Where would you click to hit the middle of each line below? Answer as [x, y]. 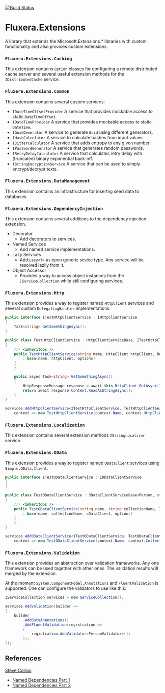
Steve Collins [18, 670]
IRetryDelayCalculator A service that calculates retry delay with [77, 153]
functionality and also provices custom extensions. [56, 46]
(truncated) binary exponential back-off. [53, 159]
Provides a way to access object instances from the [72, 276]
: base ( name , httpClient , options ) [59, 359]
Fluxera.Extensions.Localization [45, 425]
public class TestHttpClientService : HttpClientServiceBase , [70, 340]
